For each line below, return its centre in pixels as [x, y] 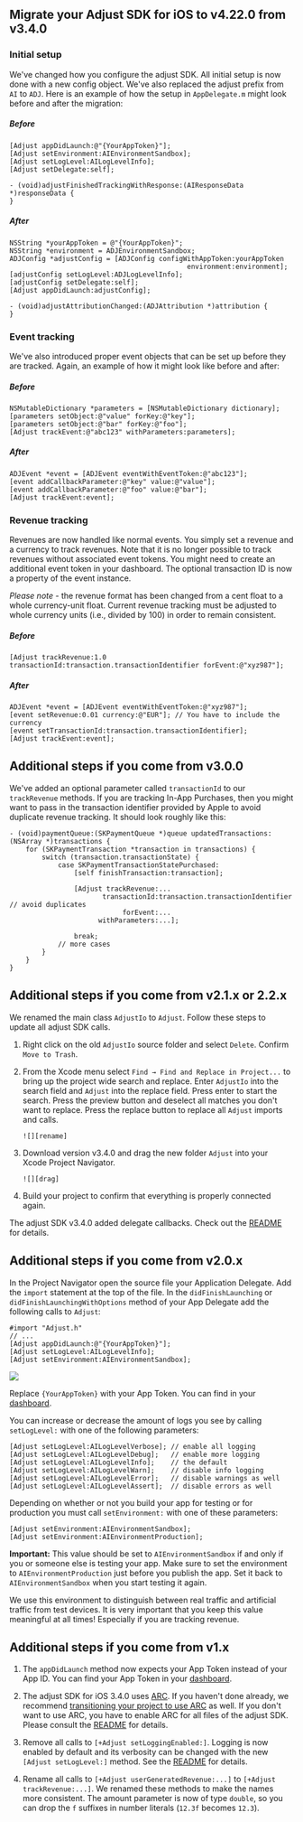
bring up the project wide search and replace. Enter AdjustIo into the [151, 1081]
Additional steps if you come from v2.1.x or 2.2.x [148, 996]
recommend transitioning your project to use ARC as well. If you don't [151, 1705]
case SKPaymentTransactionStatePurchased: [138, 865]
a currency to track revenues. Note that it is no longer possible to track [141, 549]
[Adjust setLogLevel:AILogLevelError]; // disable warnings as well [145, 1478]
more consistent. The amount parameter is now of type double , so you [153, 1799]
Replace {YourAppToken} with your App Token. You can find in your [133, 1393]
